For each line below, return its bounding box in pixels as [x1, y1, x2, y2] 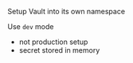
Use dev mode [7, 22, 54, 31]
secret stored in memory [18, 46, 100, 54]
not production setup [18, 37, 88, 46]
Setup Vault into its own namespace [7, 7, 125, 16]
